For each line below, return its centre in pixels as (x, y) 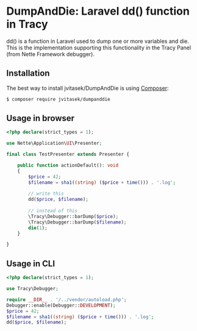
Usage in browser (41, 118)
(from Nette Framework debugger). (50, 54)
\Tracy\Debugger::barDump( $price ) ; (73, 216)
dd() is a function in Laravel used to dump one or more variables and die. (98, 41)
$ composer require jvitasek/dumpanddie (59, 99)
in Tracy (27, 24)
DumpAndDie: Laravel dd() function (98, 11)
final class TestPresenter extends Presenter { (68, 155)
